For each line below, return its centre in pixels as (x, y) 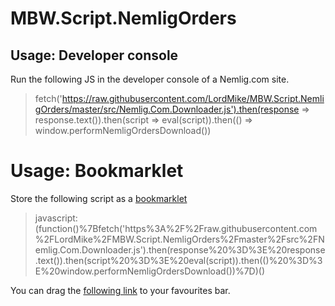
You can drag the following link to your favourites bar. (120, 290)
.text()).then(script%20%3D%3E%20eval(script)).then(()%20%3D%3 (178, 260)
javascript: (56, 218)
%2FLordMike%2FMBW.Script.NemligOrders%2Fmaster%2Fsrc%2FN (179, 239)
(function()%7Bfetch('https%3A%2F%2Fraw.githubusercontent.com (176, 228)
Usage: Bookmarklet (97, 171)
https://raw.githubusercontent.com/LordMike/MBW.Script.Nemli (193, 98)
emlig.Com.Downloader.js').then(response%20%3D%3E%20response (180, 249)
